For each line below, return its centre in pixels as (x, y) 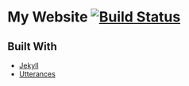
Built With (32, 47)
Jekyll (29, 65)
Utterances (37, 74)
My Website (48, 17)
